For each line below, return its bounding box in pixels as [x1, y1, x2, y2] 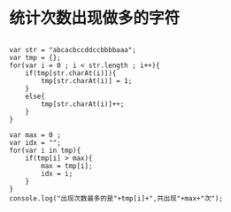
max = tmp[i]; [41, 161, 93, 170]
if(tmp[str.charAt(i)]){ [25, 68, 117, 78]
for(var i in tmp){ [9, 146, 81, 155]
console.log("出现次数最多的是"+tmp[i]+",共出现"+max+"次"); [9, 193, 224, 203]
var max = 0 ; [9, 130, 62, 140]
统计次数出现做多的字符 [9, 8, 181, 28]
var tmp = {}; [9, 53, 62, 62]
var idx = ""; [9, 138, 62, 147]
